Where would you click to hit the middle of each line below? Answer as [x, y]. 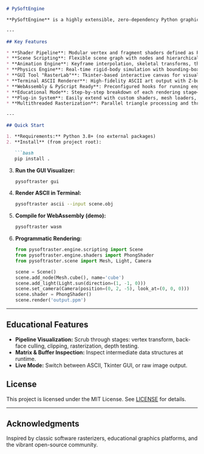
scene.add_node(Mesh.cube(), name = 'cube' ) [70, 277]
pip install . [32, 159]
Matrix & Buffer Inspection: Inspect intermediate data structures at [99, 352]
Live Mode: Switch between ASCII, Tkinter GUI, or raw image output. [101, 365]
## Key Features [27, 42]
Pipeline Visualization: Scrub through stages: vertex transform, [95, 339]
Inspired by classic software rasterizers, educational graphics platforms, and [102, 438]
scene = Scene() [36, 272]
